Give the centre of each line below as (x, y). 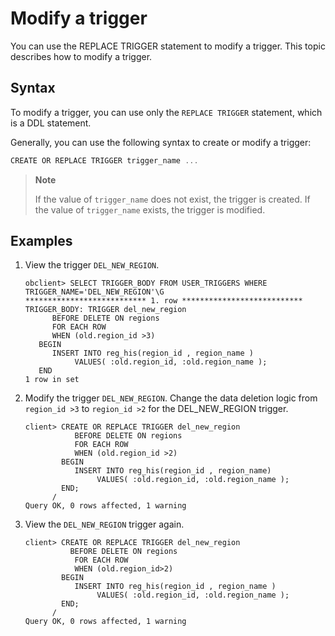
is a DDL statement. (51, 123)
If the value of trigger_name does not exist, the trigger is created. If (172, 199)
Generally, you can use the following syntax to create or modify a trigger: (161, 142)
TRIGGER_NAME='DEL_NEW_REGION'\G (94, 292)
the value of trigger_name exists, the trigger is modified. (150, 209)
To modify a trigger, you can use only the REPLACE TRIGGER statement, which (166, 112)
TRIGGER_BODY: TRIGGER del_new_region (105, 310)
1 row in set (52, 380)
